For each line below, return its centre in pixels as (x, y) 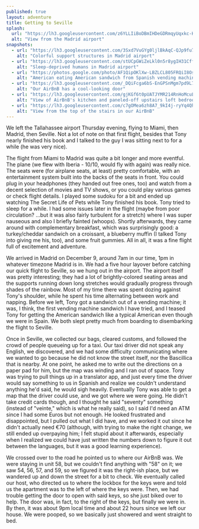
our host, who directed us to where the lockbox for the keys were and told (96, 483)
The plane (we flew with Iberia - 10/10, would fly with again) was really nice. (98, 164)
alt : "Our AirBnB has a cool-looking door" (71, 89)
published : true (26, 12)
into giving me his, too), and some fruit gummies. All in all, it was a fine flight (99, 240)
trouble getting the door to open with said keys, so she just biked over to (94, 496)
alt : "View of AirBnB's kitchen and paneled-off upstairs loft (97, 100)
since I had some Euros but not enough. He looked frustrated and (86, 415)
